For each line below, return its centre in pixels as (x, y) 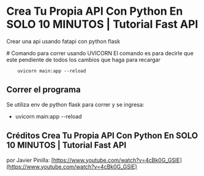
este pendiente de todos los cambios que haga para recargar (83, 59)
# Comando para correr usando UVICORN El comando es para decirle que (100, 53)
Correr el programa (43, 90)
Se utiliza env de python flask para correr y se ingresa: (75, 104)
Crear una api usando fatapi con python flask (63, 41)
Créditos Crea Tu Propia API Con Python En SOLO (102, 136)
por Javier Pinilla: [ (30, 160)
